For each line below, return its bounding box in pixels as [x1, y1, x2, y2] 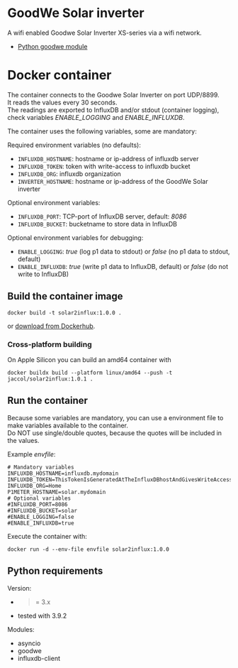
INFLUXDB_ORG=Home [7, 482, 62, 489]
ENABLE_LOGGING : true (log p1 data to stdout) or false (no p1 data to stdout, [17, 247, 230, 256]
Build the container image [7, 290, 123, 302]
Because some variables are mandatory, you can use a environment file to [7, 413, 224, 422]
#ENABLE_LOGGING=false [7, 513, 74, 520]
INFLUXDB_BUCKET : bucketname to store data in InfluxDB [17, 219, 178, 228]
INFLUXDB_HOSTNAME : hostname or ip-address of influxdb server [17, 154, 200, 163]
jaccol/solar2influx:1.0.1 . [7, 375, 93, 383]
